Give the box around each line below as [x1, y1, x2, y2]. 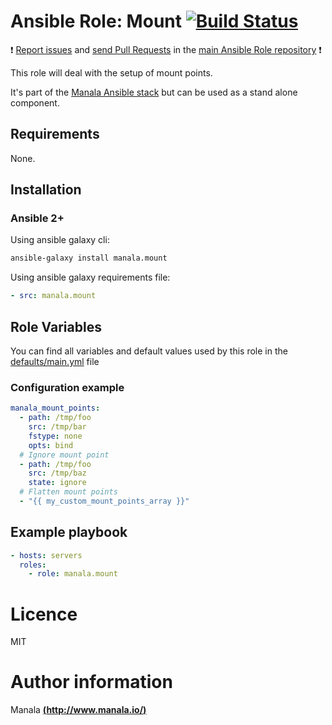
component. [10, 96, 60, 109]
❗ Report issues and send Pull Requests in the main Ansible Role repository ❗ [10, 43, 322, 55]
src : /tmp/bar [28, 422, 87, 432]
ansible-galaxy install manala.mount [10, 253, 168, 264]
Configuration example [10, 380, 125, 394]
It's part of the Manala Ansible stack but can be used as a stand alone [10, 86, 298, 98]
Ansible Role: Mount [10, 10, 182, 33]
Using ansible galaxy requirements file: [10, 271, 171, 284]
